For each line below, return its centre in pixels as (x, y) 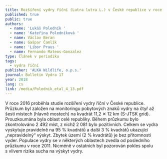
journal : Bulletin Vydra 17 (34, 75)
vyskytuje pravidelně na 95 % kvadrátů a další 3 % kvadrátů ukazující (77, 129)
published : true (22, 14)
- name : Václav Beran (32, 38)
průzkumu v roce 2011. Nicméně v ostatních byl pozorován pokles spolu (79, 145)
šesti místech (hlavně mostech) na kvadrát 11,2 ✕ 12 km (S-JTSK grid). (77, 113)
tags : (11, 61)
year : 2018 (16, 79)
